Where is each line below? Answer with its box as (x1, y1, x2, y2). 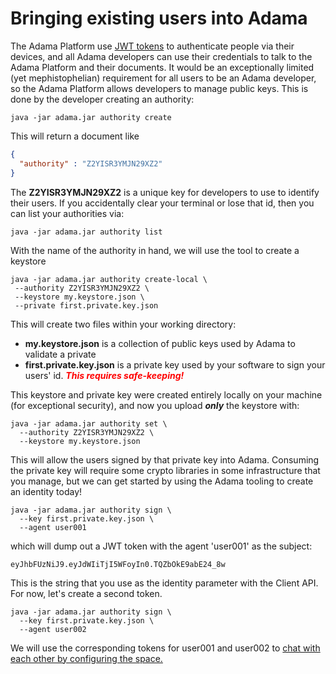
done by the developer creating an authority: (10, 93, 195, 105)
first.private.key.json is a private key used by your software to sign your (24, 358, 326, 371)
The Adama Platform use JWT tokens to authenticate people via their (10, 40, 295, 52)
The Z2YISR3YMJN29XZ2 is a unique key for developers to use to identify (10, 186, 320, 198)
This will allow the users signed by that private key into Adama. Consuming (10, 453, 320, 466)
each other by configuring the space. (10, 652, 163, 664)
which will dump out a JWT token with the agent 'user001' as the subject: (10, 540, 313, 552)
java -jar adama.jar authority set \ (10, 418, 168, 429)
